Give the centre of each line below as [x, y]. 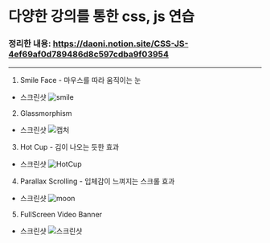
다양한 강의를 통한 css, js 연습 [102, 16]
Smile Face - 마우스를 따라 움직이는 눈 [80, 80]
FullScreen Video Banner [61, 215]
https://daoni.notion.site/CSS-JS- [121, 43]
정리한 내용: [30, 43]
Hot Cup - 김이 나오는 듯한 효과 [70, 147]
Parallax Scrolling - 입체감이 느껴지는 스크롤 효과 [97, 181]
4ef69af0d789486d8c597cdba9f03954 [89, 55]
